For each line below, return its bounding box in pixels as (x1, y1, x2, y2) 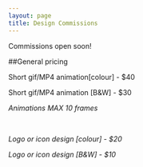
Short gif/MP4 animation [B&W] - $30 (8, 87, 132, 97)
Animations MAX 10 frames (8, 103, 98, 113)
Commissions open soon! (8, 41, 92, 50)
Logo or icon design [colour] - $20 (8, 133, 122, 144)
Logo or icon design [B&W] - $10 (8, 149, 117, 159)
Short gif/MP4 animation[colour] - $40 (8, 72, 136, 82)
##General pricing (8, 57, 68, 66)
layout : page (8, 11, 52, 20)
